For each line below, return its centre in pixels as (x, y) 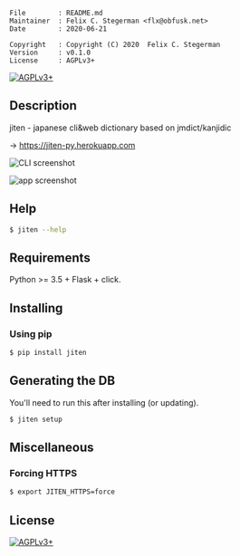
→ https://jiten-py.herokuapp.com (72, 145)
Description (43, 105)
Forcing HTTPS (43, 473)
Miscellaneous (52, 447)
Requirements (50, 258)
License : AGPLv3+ (52, 61)
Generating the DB (62, 381)
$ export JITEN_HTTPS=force (62, 492)
